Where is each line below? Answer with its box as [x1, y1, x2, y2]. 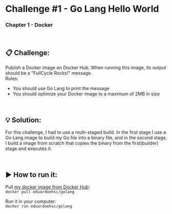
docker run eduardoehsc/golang [5, 203, 72, 209]
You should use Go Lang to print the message [12, 85, 109, 92]
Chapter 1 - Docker [5, 22, 53, 29]
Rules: [5, 75, 19, 82]
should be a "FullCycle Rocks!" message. [5, 70, 92, 76]
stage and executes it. [5, 145, 52, 152]
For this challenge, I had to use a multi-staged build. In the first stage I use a [5, 129, 166, 136]
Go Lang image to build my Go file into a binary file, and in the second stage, [5, 135, 167, 141]
